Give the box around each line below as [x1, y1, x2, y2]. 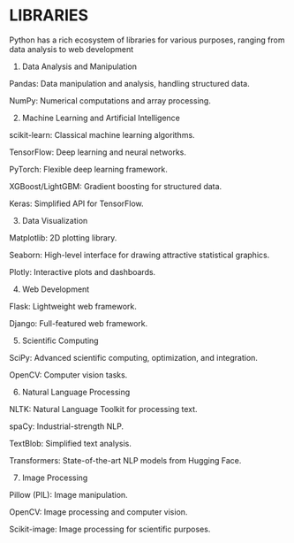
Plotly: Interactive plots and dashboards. [9, 266, 156, 277]
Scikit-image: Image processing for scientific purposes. [9, 524, 211, 534]
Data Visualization [21, 215, 88, 226]
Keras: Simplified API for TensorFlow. [9, 198, 144, 209]
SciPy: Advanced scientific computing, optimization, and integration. [9, 352, 259, 363]
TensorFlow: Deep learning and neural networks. [9, 147, 187, 157]
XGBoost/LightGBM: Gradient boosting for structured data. [9, 180, 222, 191]
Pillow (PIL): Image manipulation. [9, 489, 128, 500]
